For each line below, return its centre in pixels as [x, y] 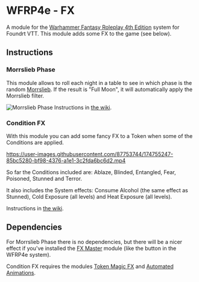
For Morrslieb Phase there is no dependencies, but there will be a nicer [94, 242]
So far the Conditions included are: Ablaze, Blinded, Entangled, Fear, [91, 172]
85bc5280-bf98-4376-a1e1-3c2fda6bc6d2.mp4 [66, 160]
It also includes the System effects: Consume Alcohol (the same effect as [97, 190]
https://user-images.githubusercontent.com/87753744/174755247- [90, 154]
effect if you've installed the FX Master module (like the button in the [91, 248]
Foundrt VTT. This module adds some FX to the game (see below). [89, 33]
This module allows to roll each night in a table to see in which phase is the [99, 83]
